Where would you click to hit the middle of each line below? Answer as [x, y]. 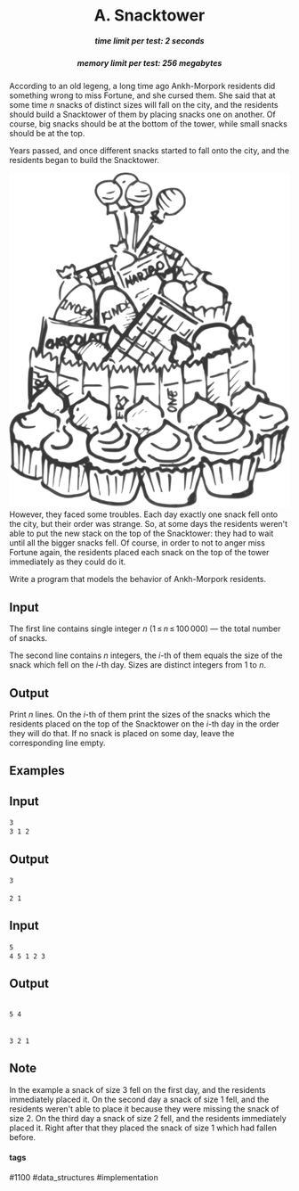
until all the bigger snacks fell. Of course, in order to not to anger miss [137, 543]
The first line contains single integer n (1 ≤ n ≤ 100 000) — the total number [145, 628]
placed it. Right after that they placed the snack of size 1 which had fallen [143, 1128]
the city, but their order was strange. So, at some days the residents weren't [149, 524]
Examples [37, 771]
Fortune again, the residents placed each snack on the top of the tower [139, 553]
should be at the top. [47, 133]
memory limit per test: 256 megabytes [149, 63]
